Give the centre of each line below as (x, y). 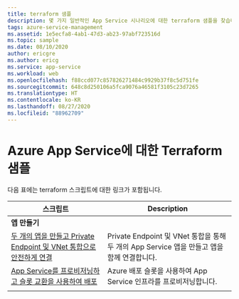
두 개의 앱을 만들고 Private (53, 236)
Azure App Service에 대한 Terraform (115, 151)
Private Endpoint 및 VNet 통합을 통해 (166, 236)
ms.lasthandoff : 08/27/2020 (49, 107)
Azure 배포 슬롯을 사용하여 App (157, 271)
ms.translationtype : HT (43, 93)
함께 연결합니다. (132, 257)
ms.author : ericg (33, 61)
